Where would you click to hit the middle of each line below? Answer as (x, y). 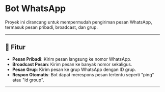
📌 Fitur (15, 47)
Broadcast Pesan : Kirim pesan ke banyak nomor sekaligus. (72, 64)
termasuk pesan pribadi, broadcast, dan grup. (52, 27)
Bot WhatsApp (36, 9)
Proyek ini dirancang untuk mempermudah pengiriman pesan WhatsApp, (79, 22)
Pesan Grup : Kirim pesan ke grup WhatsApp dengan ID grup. (74, 69)
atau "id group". (28, 80)
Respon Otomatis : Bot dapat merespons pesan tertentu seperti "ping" (83, 74)
